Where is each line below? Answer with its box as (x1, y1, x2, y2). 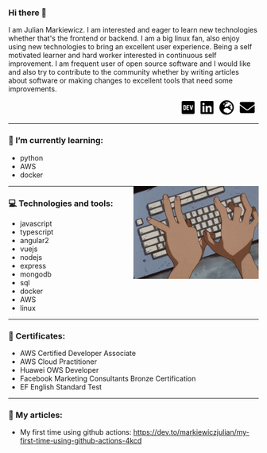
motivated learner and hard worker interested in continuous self (8, 51, 217, 60)
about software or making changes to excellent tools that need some (8, 75, 233, 86)
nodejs (19, 252, 42, 261)
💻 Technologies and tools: (8, 198, 114, 209)
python (19, 153, 44, 162)
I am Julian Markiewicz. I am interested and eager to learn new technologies (8, 25, 258, 35)
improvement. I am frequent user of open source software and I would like (8, 59, 251, 68)
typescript (19, 226, 54, 237)
